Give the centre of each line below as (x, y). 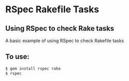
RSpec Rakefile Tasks (52, 9)
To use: (17, 57)
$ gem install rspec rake (33, 68)
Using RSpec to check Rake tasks (60, 28)
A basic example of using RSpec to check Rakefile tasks (65, 40)
